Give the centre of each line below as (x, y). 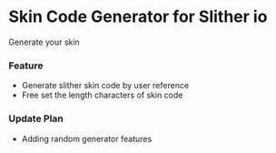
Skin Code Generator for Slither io (138, 17)
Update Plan (36, 118)
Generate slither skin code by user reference (105, 86)
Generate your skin (44, 42)
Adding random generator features (87, 138)
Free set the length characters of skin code (102, 95)
